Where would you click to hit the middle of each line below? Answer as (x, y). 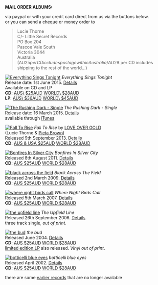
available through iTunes (30, 118)
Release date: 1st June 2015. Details (41, 82)
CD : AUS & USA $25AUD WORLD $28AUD (48, 143)
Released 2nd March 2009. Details (40, 178)
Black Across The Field (78, 173)
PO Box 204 (29, 42)
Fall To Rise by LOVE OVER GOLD (68, 128)
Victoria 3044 (31, 52)
